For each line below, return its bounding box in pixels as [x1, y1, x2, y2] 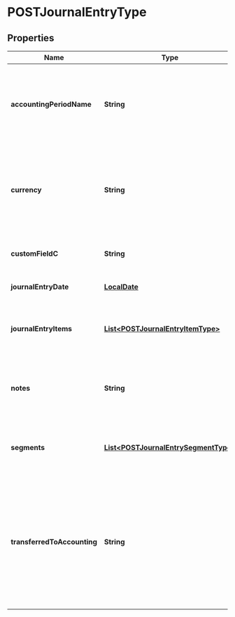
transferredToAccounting [10, 537, 98, 546]
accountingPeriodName [10, 99, 92, 109]
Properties [7, 32, 55, 44]
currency [10, 185, 42, 194]
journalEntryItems [10, 324, 72, 333]
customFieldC [10, 249, 58, 259]
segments [10, 443, 45, 452]
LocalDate [104, 282, 138, 291]
